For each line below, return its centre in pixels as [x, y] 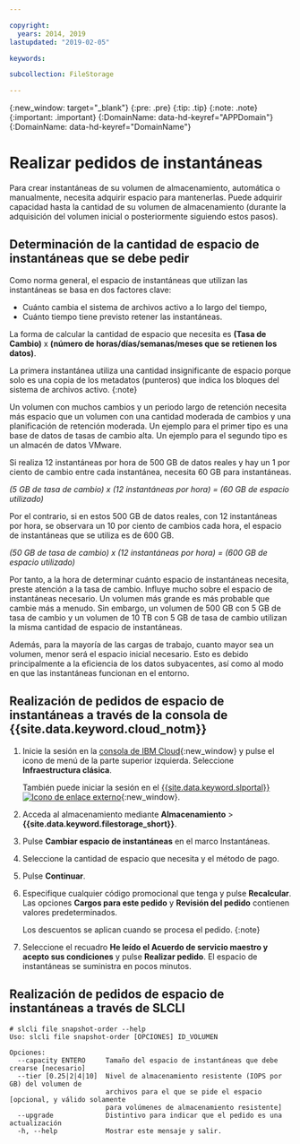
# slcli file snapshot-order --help [77, 1029]
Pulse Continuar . [54, 876]
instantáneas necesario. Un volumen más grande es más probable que [140, 598]
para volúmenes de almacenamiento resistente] [193, 1107]
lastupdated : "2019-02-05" [60, 42]
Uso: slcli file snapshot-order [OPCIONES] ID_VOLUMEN [114, 1036]
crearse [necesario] [48, 1068]
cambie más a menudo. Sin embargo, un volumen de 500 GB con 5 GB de [146, 608]
